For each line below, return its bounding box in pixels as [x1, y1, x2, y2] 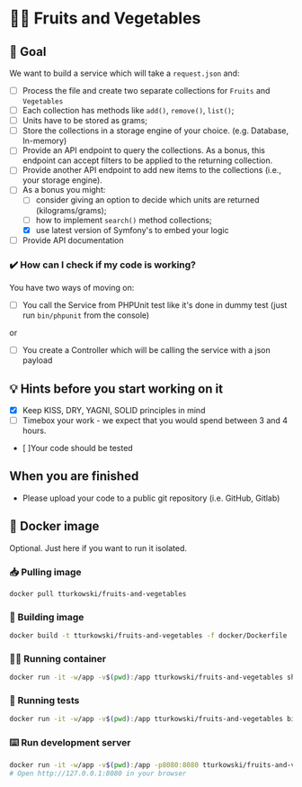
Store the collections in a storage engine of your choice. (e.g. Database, [22, 125, 289, 136]
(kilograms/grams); [35, 204, 107, 215]
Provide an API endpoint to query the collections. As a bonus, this [22, 145, 266, 156]
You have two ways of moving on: [9, 282, 135, 293]
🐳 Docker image [9, 519, 100, 534]
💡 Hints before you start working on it [9, 381, 223, 396]
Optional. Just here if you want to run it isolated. [9, 542, 187, 553]
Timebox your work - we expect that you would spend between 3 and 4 [22, 414, 289, 426]
